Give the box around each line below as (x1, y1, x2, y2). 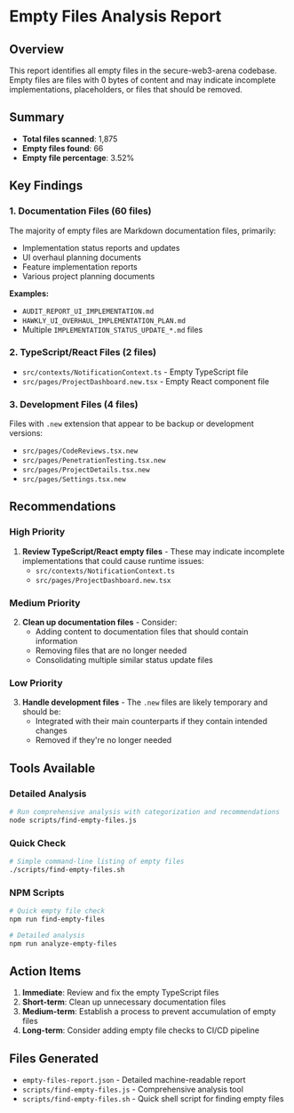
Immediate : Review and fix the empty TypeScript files (21, 988, 219, 998)
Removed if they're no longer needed (35, 735, 172, 746)
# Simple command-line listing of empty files (9, 857, 185, 867)
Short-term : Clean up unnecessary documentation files (21, 996, 226, 1007)
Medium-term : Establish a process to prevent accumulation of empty (21, 1006, 277, 1017)
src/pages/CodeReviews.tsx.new (21, 447, 139, 456)
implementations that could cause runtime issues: (21, 555, 204, 566)
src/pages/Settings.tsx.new (21, 475, 126, 484)
